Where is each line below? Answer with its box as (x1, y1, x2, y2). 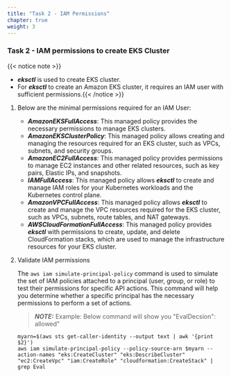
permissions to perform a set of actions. (17, 299, 132, 307)
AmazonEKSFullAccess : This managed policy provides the (27, 117, 198, 125)
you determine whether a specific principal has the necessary (17, 291, 194, 299)
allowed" (34, 319, 60, 328)
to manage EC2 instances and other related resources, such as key (27, 161, 220, 169)
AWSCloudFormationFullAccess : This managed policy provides (27, 220, 212, 228)
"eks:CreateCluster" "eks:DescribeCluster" (58, 351, 186, 358)
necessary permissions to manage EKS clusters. (27, 124, 166, 133)
